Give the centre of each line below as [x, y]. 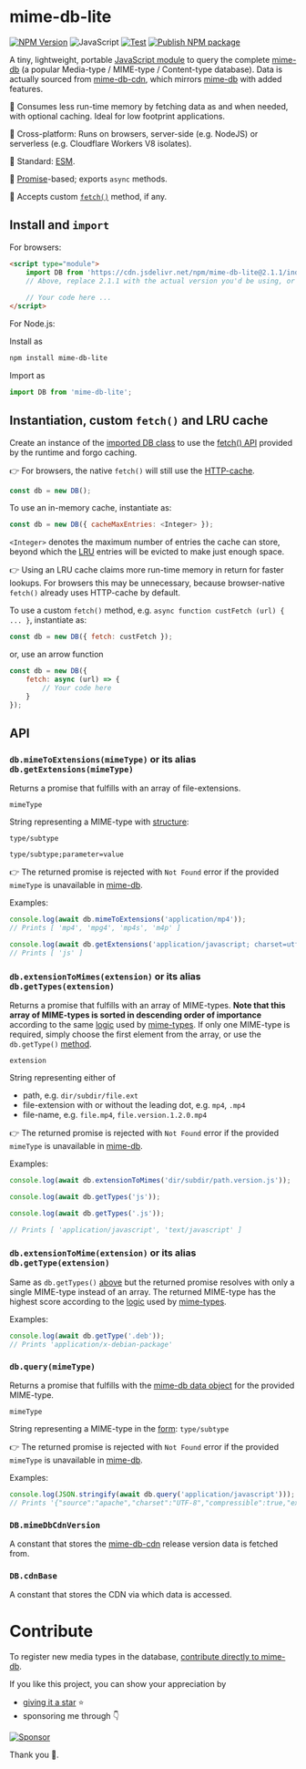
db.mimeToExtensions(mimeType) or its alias [103, 759]
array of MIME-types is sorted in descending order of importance [136, 1015]
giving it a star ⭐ [53, 1702]
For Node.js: [32, 324]
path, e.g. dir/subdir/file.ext [80, 1095]
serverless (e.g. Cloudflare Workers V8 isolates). [101, 143]
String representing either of [63, 1078]
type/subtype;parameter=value [67, 854]
